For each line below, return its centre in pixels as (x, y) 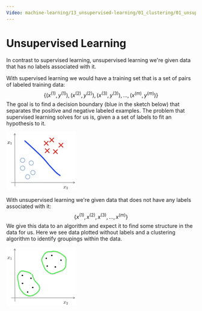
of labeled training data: (36, 84)
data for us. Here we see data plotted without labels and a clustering (91, 233)
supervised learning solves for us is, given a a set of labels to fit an (89, 117)
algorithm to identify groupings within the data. (64, 239)
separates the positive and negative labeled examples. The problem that (96, 111)
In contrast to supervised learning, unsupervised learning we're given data (99, 60)
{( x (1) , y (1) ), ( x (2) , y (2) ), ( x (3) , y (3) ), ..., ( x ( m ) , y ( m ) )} (101, 95)
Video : (14, 13)
